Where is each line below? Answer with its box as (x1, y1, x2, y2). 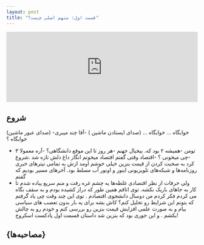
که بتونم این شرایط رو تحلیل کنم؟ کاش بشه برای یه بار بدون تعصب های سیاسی (15, 199, 194, 206)
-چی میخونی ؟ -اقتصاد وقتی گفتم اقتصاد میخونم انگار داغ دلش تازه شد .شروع (15, 153, 191, 161)
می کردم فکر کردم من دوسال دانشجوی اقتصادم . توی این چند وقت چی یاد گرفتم (15, 192, 197, 199)
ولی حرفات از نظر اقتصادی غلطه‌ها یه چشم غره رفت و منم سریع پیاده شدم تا (15, 179, 190, 187)
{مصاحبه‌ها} (6, 229, 46, 240)
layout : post (6, 9, 39, 15)
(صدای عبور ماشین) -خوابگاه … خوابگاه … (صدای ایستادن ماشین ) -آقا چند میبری (6, 129, 189, 136)
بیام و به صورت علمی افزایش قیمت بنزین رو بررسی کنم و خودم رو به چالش (15, 205, 187, 213)
